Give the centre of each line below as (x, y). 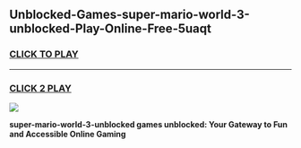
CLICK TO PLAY (44, 55)
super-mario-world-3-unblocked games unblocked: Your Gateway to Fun (149, 124)
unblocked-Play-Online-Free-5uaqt (111, 29)
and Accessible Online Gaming (68, 134)
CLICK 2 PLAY (40, 88)
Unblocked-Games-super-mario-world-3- (130, 15)
